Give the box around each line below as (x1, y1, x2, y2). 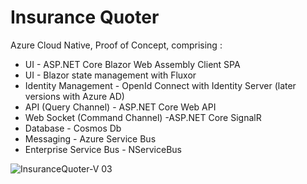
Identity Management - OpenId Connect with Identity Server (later (24, 79, 297, 91)
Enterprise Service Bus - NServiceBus (24, 143, 182, 155)
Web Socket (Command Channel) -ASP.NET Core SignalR (24, 111, 262, 123)
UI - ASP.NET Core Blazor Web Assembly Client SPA (24, 58, 241, 70)
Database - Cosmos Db (24, 122, 122, 134)
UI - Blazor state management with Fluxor (24, 69, 197, 81)
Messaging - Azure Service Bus (24, 132, 157, 145)
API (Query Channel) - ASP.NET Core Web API (24, 101, 217, 113)
